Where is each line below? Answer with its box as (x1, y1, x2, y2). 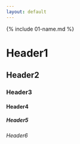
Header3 (6, 88, 32, 97)
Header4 (6, 103, 29, 110)
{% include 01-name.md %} (6, 25, 75, 32)
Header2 (6, 70, 40, 80)
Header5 (6, 116, 29, 124)
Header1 (6, 46, 48, 60)
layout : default (6, 8, 47, 15)
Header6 (6, 131, 28, 139)
